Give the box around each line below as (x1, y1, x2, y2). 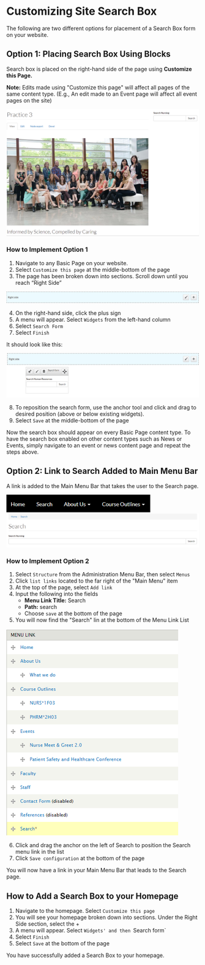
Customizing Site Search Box (6, 4, 157, 18)
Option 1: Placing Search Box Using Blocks (6, 49, 171, 60)
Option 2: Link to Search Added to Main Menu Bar (6, 466, 198, 476)
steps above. (6, 448, 39, 455)
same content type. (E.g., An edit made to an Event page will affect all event (6, 90, 198, 98)
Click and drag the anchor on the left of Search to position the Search (15, 842, 191, 849)
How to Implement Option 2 (6, 557, 90, 565)
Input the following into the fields (15, 591, 99, 598)
